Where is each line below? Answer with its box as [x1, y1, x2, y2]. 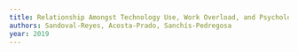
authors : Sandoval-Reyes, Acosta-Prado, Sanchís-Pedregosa [9, 21, 232, 30]
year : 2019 [9, 29, 50, 38]
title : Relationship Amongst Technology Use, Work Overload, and [9, 12, 255, 22]
